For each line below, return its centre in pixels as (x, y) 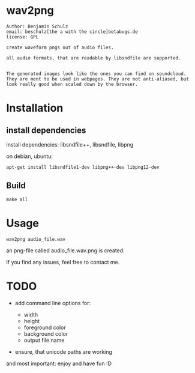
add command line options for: (53, 303)
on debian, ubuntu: (29, 156)
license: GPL (22, 37)
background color (46, 333)
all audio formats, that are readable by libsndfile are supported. (94, 58)
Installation (35, 108)
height (32, 321)
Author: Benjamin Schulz (37, 26)
